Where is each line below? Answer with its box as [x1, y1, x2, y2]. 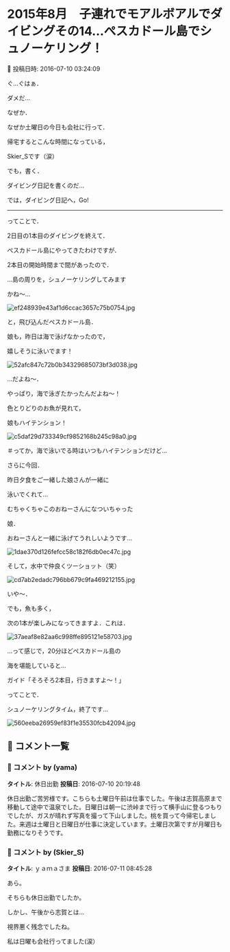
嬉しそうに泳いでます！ [7, 347, 73, 355]
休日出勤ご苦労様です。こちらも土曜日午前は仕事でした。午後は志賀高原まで [7, 794, 222, 802]
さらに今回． [7, 461, 43, 469]
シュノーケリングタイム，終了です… [7, 705, 108, 713]
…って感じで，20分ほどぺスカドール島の [7, 647, 121, 655]
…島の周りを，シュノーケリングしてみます [7, 275, 127, 283]
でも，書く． [7, 166, 43, 175]
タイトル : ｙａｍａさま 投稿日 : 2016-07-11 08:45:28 [7, 864, 153, 872]
